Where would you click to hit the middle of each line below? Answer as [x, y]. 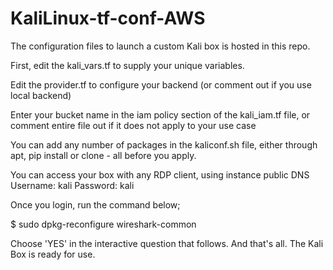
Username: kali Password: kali [72, 185]
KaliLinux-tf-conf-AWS [108, 18]
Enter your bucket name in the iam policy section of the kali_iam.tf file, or [160, 114]
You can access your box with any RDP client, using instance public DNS [160, 174]
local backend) [41, 95]
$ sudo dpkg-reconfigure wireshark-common [103, 224]
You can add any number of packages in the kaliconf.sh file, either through [164, 144]
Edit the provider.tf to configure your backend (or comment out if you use [161, 84]
